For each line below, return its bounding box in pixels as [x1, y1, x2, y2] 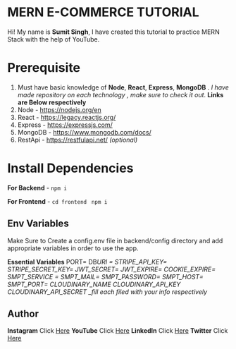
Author [7, 308, 39, 320]
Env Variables [7, 218, 69, 230]
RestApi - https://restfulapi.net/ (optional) [17, 135, 138, 144]
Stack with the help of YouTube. [7, 35, 100, 43]
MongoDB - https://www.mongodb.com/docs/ [17, 128, 151, 136]
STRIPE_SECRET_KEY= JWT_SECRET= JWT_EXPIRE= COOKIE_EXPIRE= [7, 265, 216, 274]
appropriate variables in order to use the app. [7, 244, 139, 252]
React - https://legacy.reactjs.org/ [17, 113, 116, 121]
